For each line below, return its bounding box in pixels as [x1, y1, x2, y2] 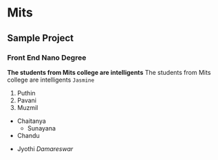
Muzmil [17, 103, 39, 111]
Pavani [17, 96, 36, 104]
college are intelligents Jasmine [7, 76, 95, 84]
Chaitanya [17, 117, 46, 125]
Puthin [17, 89, 36, 97]
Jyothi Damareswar [17, 144, 74, 152]
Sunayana [27, 124, 56, 132]
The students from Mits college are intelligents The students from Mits [7, 68, 211, 76]
